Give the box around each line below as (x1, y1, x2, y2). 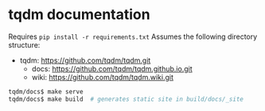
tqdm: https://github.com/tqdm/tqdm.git (19, 55, 151, 65)
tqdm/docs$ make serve (8, 87, 84, 96)
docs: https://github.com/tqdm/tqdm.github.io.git (31, 63, 193, 73)
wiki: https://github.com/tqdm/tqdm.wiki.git (31, 72, 173, 82)
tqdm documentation (8, 6, 150, 24)
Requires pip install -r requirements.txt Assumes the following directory (8, 32, 258, 41)
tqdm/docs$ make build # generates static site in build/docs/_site (8, 95, 244, 103)
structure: (8, 40, 41, 49)
